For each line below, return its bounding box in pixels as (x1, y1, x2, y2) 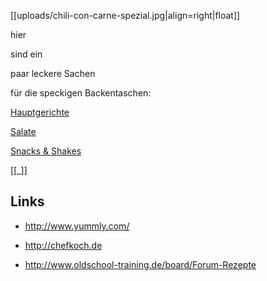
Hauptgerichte (10, 106, 70, 118)
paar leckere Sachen (10, 68, 96, 79)
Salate (10, 126, 37, 137)
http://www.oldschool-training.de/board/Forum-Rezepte (24, 258, 257, 270)
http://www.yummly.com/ (24, 220, 130, 232)
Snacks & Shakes (10, 145, 82, 157)
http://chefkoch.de (24, 239, 103, 251)
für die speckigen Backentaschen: (10, 87, 152, 99)
